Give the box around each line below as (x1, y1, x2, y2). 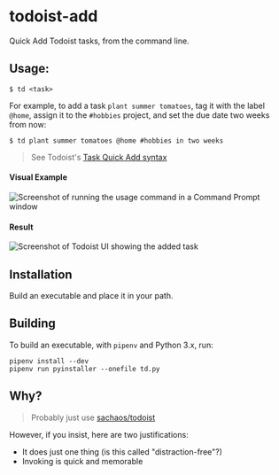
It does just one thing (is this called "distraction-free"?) (21, 446, 223, 457)
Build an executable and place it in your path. (9, 290, 174, 300)
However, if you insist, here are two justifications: (9, 429, 189, 440)
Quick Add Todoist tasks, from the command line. (9, 35, 190, 46)
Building (9, 316, 56, 331)
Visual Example (9, 172, 68, 183)
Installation (9, 267, 73, 282)
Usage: (9, 61, 50, 76)
